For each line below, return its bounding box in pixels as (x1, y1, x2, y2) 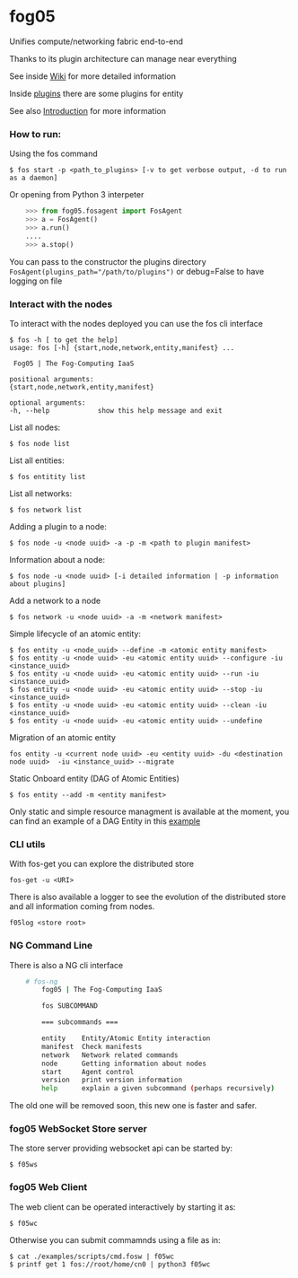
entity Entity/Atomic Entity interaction (41, 1034, 211, 1043)
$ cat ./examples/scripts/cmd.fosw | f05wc (9, 1252, 175, 1261)
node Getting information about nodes (41, 1059, 206, 1068)
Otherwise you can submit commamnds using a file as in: (9, 1234, 222, 1245)
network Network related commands (41, 1050, 179, 1060)
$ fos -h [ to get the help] (9, 335, 118, 345)
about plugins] (9, 579, 66, 589)
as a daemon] (9, 173, 58, 183)
